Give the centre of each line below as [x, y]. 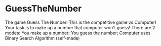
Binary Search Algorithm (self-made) [42, 38]
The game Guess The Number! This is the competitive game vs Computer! [81, 22]
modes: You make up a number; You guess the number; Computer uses [78, 33]
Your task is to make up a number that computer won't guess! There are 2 [80, 27]
